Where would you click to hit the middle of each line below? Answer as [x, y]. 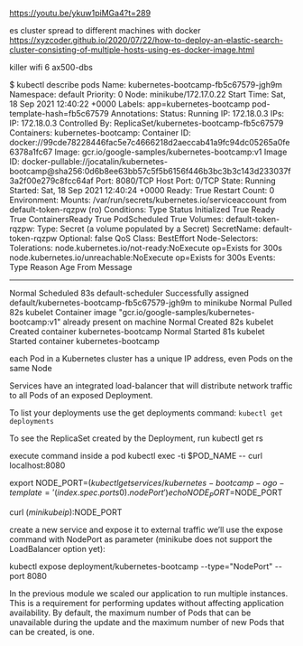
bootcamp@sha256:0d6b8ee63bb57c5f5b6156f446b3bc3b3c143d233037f [150, 171]
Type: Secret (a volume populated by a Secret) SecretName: [149, 229]
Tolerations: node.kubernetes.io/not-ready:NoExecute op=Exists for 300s [146, 248]
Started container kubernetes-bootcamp [84, 341]
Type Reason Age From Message [71, 267]
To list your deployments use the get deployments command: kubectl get [147, 413]
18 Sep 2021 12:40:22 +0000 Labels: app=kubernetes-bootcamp [130, 104]
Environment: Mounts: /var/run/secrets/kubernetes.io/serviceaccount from [148, 200]
